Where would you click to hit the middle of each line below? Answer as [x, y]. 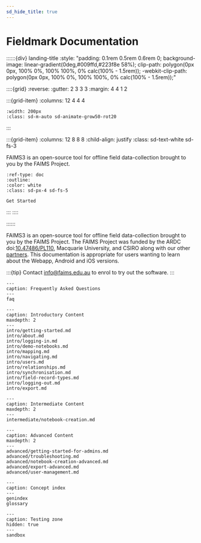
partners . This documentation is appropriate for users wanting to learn [93, 254]
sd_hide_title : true [32, 12]
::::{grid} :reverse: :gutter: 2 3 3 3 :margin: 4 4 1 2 [67, 89]
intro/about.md [25, 336]
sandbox [16, 535]
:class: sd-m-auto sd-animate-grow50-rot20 [61, 117]
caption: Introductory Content [45, 315]
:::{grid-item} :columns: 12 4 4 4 [46, 100]
